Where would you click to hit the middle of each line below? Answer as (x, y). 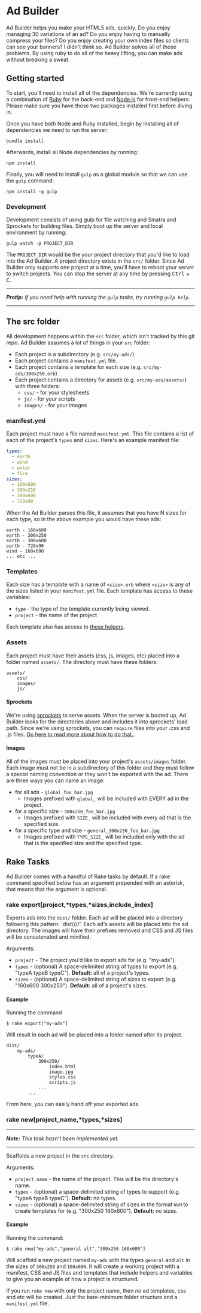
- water (21, 468)
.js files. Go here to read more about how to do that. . (71, 734)
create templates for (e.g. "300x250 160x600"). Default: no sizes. (96, 1210)
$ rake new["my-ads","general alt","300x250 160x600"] (76, 1249)
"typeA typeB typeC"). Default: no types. (66, 1198)
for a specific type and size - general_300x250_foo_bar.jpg (87, 830)
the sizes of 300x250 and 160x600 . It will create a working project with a (93, 1266)
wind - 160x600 (25, 551)
